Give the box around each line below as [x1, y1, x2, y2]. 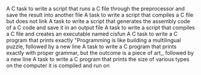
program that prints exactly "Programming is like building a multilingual [6, 37, 181, 43]
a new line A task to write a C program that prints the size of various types [6, 56, 190, 62]
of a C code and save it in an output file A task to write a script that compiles [6, 24, 195, 31]
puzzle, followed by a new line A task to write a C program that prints [6, 43, 177, 50]
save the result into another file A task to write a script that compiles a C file [6, 11, 194, 18]
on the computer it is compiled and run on [6, 62, 110, 69]
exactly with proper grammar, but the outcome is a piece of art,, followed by [6, 49, 194, 56]
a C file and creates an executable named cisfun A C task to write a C [6, 30, 178, 37]
